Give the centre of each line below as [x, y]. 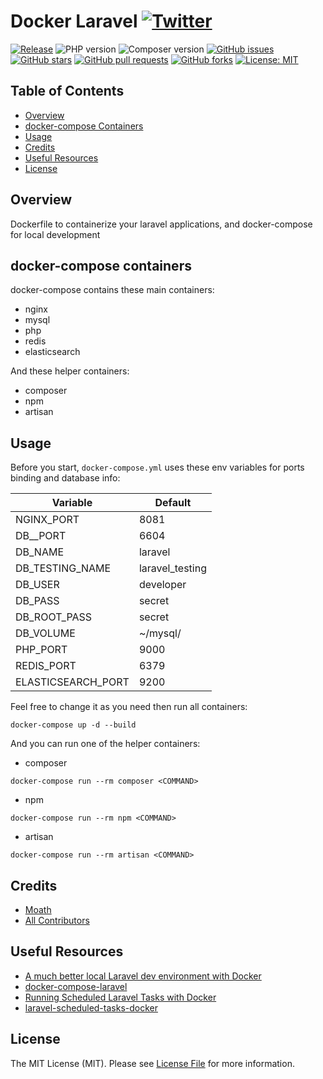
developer [162, 585]
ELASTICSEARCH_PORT [72, 682]
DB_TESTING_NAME [63, 568]
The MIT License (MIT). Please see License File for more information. [152, 1063]
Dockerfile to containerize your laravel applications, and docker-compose [161, 224]
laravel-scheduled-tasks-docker [91, 1007]
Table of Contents [67, 91]
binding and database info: [65, 478]
